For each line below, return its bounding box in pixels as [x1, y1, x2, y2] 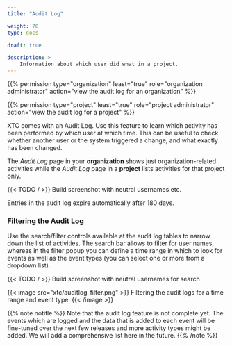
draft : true [7, 42, 42, 49]
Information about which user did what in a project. [19, 60, 179, 68]
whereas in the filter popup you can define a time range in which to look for [7, 247, 223, 255]
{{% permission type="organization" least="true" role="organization [7, 80, 203, 88]
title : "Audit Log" [7, 10, 64, 17]
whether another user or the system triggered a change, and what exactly [7, 136, 219, 145]
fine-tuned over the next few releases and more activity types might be [7, 324, 211, 332]
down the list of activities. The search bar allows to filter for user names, [7, 239, 214, 247]
